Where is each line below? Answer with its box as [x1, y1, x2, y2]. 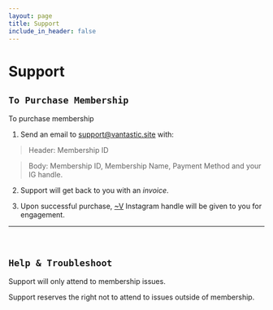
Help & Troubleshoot [8, 257, 113, 269]
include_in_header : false [8, 27, 96, 35]
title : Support [8, 20, 60, 28]
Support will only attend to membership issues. [8, 277, 167, 286]
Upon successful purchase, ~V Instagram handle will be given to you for [19, 201, 262, 212]
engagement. [19, 210, 65, 220]
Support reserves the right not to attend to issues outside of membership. [8, 292, 255, 302]
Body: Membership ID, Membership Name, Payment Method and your [28, 161, 262, 171]
